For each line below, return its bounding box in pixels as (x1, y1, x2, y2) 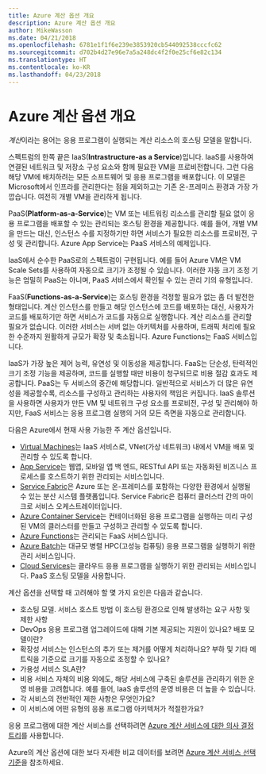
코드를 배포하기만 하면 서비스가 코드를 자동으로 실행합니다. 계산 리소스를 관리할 (8, 311, 253, 322)
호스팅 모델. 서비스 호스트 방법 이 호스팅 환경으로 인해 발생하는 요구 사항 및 (19, 604, 251, 614)
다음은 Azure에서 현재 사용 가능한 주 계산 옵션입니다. (8, 425, 172, 434)
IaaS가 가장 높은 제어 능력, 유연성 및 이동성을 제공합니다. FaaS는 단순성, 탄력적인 (8, 358, 258, 368)
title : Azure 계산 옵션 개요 (8, 11, 95, 20)
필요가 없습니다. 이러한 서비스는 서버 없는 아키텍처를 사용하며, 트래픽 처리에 (8, 322, 241, 331)
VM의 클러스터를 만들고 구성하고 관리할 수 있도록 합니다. (28, 521, 202, 530)
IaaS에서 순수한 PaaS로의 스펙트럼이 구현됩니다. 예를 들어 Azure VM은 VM (8, 255, 241, 264)
